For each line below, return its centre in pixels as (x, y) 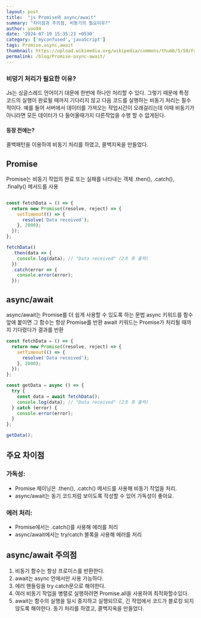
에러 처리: (19, 512)
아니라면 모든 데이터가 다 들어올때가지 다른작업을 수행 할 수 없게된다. (86, 115)
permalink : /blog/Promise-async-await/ (56, 56)
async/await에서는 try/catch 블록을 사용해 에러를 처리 (78, 534)
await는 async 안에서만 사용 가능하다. (59, 578)
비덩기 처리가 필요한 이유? (41, 79)
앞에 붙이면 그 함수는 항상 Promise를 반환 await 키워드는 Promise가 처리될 (93, 322)
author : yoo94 (24, 28)
